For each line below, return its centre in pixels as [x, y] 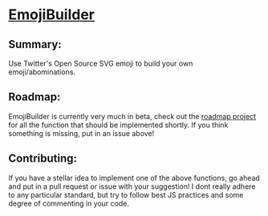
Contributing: [43, 159]
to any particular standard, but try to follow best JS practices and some [126, 194]
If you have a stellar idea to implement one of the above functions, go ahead [134, 178]
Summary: [35, 44]
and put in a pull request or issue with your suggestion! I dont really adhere [132, 186]
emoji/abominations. [42, 72]
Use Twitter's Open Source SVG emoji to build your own [101, 63]
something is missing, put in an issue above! [81, 133]
